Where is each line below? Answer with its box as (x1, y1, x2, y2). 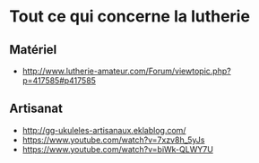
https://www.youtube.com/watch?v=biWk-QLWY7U (22, 143, 213, 154)
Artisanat (9, 101, 63, 116)
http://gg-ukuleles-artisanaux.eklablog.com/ (22, 124, 186, 135)
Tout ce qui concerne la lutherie (9, 6, 251, 27)
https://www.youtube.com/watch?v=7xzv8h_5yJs (22, 134, 205, 145)
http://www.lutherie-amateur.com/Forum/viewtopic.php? (22, 65, 231, 76)
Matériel (9, 42, 57, 57)
